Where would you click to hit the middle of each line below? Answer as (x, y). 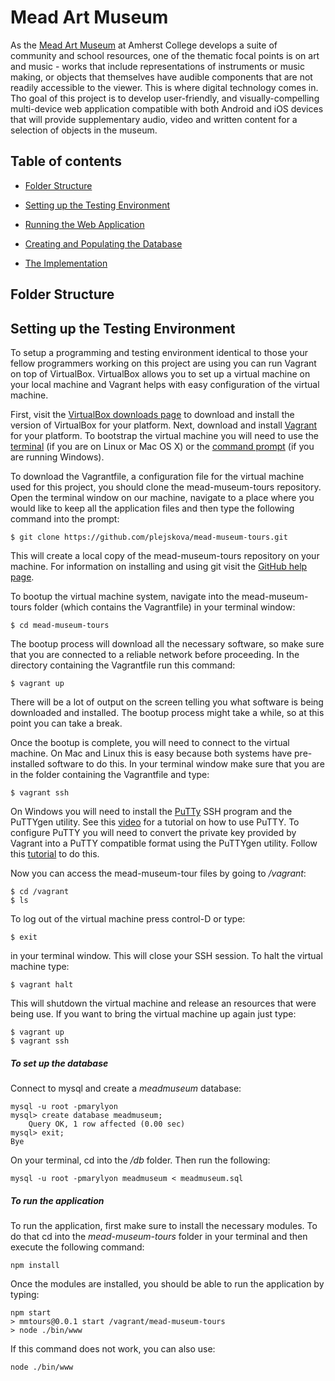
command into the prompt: (65, 518)
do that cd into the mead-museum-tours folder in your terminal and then (159, 1236)
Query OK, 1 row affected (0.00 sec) (107, 1124)
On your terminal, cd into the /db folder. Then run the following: (140, 1160)
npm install (35, 1265)
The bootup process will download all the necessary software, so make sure (167, 643)
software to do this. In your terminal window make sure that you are (186, 763)
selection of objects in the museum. (84, 130)
